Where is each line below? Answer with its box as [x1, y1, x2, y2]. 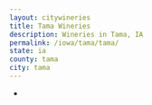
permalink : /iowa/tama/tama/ [9, 38, 119, 48]
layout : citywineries [9, 13, 91, 22]
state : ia [9, 47, 47, 56]
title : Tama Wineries [9, 22, 91, 31]
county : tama [9, 55, 59, 64]
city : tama [9, 64, 51, 73]
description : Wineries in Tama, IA [9, 30, 144, 39]
